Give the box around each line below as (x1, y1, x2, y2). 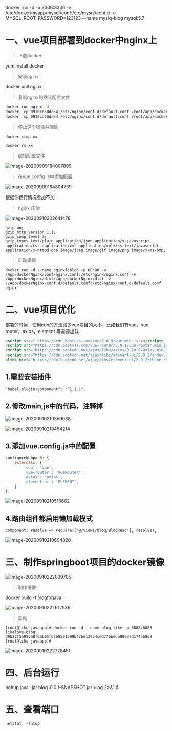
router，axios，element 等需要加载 (5, 328, 79, 334)
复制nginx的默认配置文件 (17, 94, 70, 100)
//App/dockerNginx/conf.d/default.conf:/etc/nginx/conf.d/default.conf (5, 281, 161, 286)
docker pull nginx (5, 83, 42, 90)
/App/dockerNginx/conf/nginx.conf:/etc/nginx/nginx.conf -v (5, 272, 137, 277)
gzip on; (5, 225, 24, 230)
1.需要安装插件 (5, 373, 51, 382)
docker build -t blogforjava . (5, 594, 64, 601)
